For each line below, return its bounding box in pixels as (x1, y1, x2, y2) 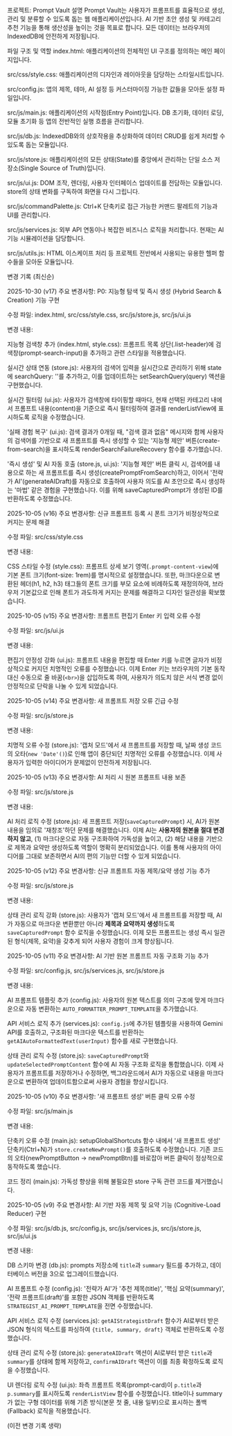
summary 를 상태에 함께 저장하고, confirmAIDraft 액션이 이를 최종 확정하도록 (7, 1358, 211, 1365)
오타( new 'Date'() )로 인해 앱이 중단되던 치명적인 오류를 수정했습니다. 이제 (14, 750, 215, 758)
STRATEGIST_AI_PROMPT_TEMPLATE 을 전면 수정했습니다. (7, 1302, 153, 1310)
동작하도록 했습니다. (7, 1163, 61, 1171)
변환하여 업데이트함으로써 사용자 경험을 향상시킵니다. (25, 1078, 168, 1086)
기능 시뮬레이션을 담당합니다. (7, 235, 85, 242)
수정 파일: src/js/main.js (7, 1107, 73, 1115)
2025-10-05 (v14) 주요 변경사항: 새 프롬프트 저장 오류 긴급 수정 (7, 697, 179, 704)
